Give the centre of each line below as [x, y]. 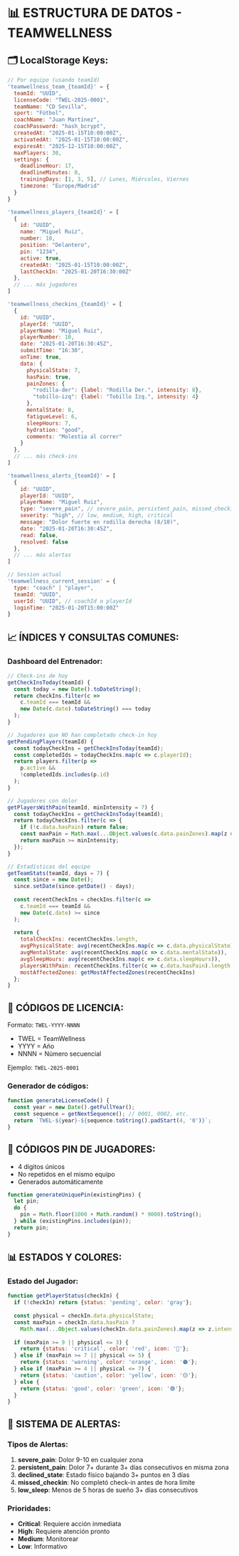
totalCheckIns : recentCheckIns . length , [79, 939]
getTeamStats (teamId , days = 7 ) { [59, 873]
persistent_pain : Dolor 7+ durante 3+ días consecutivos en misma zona [123, 1467]
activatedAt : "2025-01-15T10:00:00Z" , [71, 139]
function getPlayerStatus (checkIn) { [63, 1296]
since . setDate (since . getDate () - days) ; [74, 887]
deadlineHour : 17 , [47, 166]
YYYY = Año [36, 1047]
